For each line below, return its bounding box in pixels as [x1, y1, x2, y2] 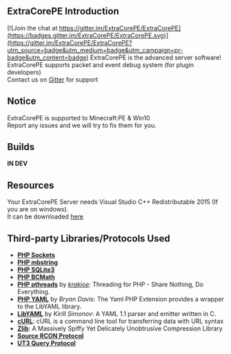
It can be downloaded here [7, 212, 84, 221]
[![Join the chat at [7, 24, 58, 32]
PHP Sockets [17, 251, 55, 259]
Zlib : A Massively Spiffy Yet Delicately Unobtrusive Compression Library [17, 324, 223, 333]
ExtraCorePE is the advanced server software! [90, 53, 222, 62]
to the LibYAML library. [17, 302, 82, 310]
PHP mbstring [17, 259, 59, 267]
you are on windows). [7, 205, 69, 214]
